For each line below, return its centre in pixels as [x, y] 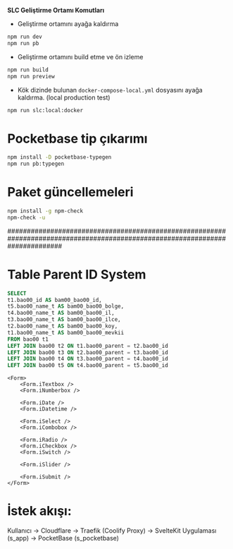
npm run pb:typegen [36, 164]
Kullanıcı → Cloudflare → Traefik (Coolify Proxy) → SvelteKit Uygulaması [112, 531]
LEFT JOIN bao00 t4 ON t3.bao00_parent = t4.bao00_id [88, 359]
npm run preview [31, 76]
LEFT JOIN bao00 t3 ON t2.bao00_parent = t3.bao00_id [88, 352]
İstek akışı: [39, 511]
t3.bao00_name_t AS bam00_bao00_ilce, [64, 320]
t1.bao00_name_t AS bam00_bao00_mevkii [66, 332]
